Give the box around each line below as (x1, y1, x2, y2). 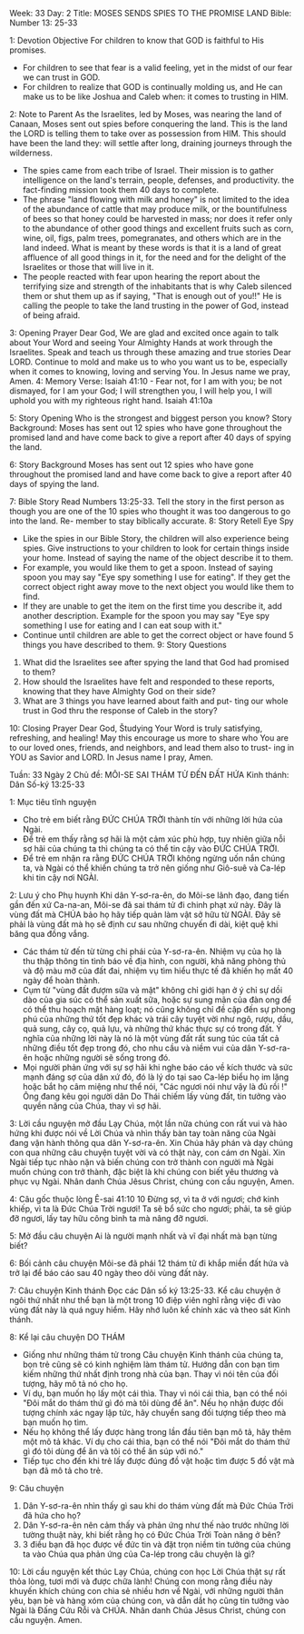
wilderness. (9, 147, 53, 158)
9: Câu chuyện (9, 1483, 64, 1493)
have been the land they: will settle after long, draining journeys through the (9, 138, 292, 148)
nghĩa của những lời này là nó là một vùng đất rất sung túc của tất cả (22, 1033, 279, 1043)
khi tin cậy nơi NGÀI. (22, 872, 99, 882)
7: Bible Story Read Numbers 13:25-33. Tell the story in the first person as (9, 496, 285, 507)
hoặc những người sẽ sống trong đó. (34, 1052, 171, 1062)
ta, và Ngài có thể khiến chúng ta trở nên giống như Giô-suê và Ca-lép (22, 862, 286, 873)
